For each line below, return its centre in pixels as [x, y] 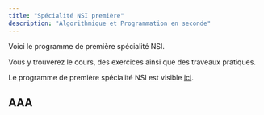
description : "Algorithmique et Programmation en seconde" [110, 23]
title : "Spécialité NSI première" [67, 16]
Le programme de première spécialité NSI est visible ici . [101, 77]
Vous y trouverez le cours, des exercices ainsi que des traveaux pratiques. [132, 62]
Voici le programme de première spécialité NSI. [87, 46]
